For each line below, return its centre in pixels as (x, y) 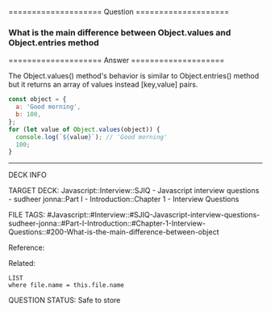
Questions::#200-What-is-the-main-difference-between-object (114, 232)
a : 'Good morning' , (48, 107)
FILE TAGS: (27, 215)
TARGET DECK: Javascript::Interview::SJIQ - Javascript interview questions (134, 191)
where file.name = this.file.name (67, 285)
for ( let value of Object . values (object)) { (84, 129)
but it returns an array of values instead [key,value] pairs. (103, 85)
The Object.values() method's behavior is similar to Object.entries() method (134, 76)
